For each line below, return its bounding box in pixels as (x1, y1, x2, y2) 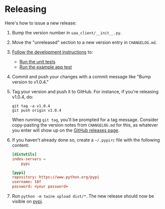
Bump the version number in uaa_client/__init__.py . (11, 29, 122, 35)
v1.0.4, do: (11, 94, 33, 100)
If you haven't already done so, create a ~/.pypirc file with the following (11, 137, 160, 143)
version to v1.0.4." (11, 79, 49, 85)
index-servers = (11, 156, 46, 162)
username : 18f (11, 180, 41, 185)
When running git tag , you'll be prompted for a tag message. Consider (11, 116, 159, 123)
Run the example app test (19, 64, 72, 70)
